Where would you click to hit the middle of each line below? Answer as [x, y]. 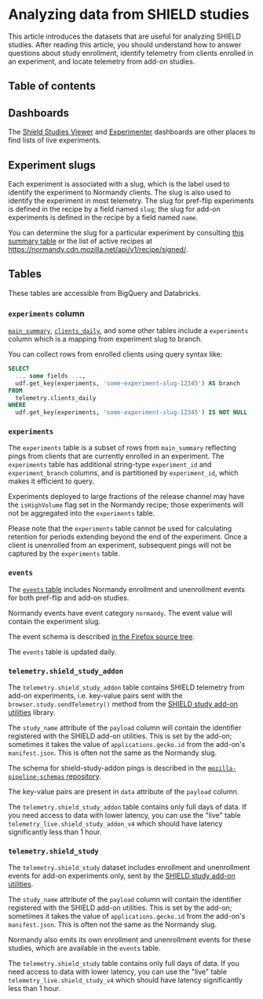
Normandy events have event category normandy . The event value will [121, 612]
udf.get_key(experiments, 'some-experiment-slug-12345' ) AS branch [128, 383]
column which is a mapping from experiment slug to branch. [105, 339]
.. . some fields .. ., [51, 376]
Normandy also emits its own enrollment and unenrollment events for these [130, 940]
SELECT [19, 369]
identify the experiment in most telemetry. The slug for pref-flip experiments [131, 200]
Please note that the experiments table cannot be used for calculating [120, 528]
